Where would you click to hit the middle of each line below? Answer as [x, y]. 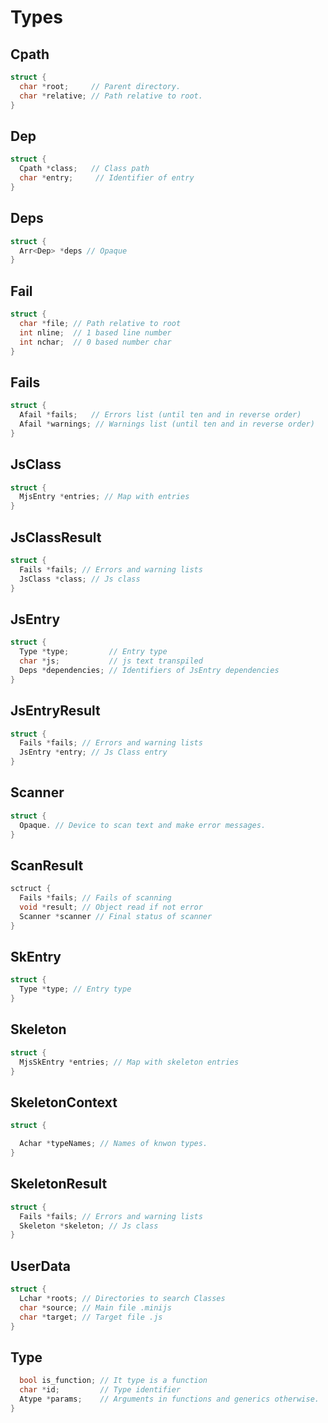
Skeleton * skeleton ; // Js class [89, 1226]
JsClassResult [56, 537]
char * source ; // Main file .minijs [95, 1307]
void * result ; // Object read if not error [111, 907]
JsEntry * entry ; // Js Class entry [93, 752]
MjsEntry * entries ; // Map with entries [104, 497]
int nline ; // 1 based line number [95, 332]
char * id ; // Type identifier [100, 1390]
